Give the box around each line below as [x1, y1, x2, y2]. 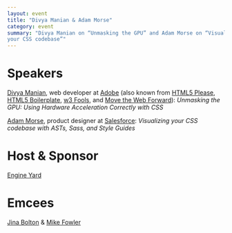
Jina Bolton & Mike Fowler [7, 218, 81, 226]
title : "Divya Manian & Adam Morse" [7, 17, 113, 24]
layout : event [7, 10, 48, 17]
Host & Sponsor [7, 148, 99, 164]
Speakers [7, 66, 64, 82]
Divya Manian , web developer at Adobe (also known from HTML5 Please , [7, 88, 215, 97]
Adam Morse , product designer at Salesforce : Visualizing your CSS [7, 117, 198, 125]
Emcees [7, 195, 55, 211]
